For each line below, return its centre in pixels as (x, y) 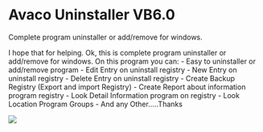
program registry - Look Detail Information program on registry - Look (124, 95)
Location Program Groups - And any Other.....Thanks (96, 104)
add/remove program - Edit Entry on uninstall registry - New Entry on (123, 69)
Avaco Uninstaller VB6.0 (92, 15)
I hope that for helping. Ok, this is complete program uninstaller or (117, 52)
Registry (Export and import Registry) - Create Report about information (127, 87)
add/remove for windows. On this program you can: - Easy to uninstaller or (132, 61)
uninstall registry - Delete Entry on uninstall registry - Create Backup (122, 78)
